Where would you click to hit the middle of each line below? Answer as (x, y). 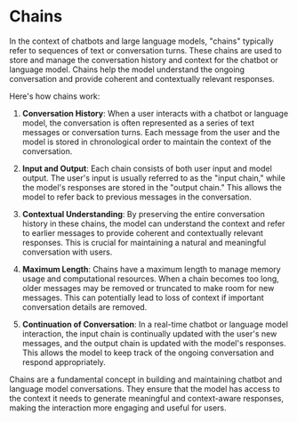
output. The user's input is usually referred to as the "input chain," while (154, 178)
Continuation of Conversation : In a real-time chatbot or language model (155, 324)
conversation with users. (67, 252)
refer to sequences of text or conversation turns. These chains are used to (145, 50)
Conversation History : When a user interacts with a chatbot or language (155, 113)
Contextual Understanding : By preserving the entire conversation (143, 214)
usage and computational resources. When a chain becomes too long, (151, 279)
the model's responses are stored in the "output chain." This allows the (152, 187)
